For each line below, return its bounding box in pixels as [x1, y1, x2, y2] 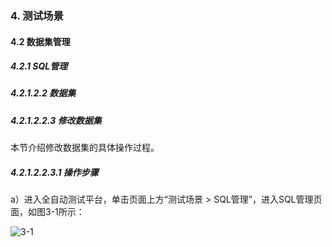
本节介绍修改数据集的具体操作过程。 [10, 142, 160, 154]
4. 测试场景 [10, 8, 64, 22]
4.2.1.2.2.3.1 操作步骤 [10, 166, 99, 178]
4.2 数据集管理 [10, 35, 71, 47]
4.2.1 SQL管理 [10, 60, 68, 72]
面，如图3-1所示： [10, 206, 85, 218]
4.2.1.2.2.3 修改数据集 [10, 114, 102, 126]
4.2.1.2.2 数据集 [10, 87, 77, 99]
